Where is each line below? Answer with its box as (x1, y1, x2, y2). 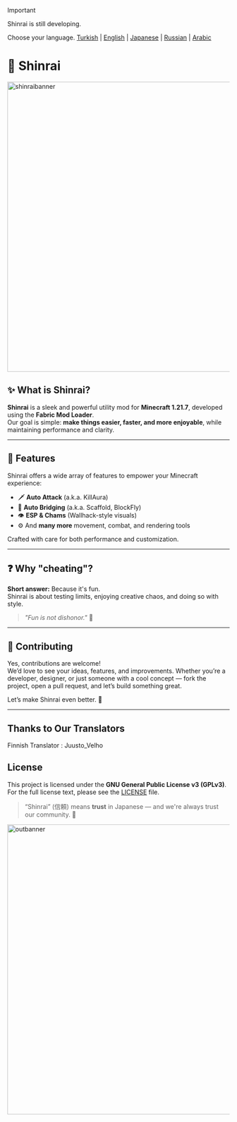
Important (7, 6, 36, 14)
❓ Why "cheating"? (7, 562, 94, 574)
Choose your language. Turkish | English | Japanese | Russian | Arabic (7, 33, 212, 42)
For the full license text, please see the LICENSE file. (7, 788, 160, 796)
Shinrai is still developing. (7, 20, 82, 28)
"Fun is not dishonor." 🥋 (24, 614, 94, 622)
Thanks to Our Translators (7, 722, 126, 734)
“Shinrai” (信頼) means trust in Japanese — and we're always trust (24, 802, 219, 810)
